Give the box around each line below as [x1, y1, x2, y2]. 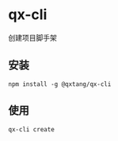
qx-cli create [8, 125, 55, 133]
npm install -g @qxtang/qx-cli [8, 80, 112, 88]
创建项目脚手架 [8, 33, 57, 42]
